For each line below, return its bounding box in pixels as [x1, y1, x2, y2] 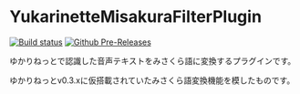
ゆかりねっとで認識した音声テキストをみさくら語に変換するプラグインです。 [9, 55, 296, 66]
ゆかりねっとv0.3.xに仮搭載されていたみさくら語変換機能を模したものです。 [9, 75, 295, 86]
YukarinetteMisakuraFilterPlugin [9, 6, 263, 27]
